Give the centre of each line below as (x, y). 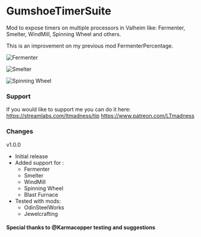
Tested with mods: (38, 201)
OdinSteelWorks (44, 207)
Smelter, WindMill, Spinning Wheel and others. (64, 34)
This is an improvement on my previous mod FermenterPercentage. (90, 46)
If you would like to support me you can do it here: (69, 109)
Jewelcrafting (41, 214)
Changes (20, 132)
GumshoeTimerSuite (59, 11)
